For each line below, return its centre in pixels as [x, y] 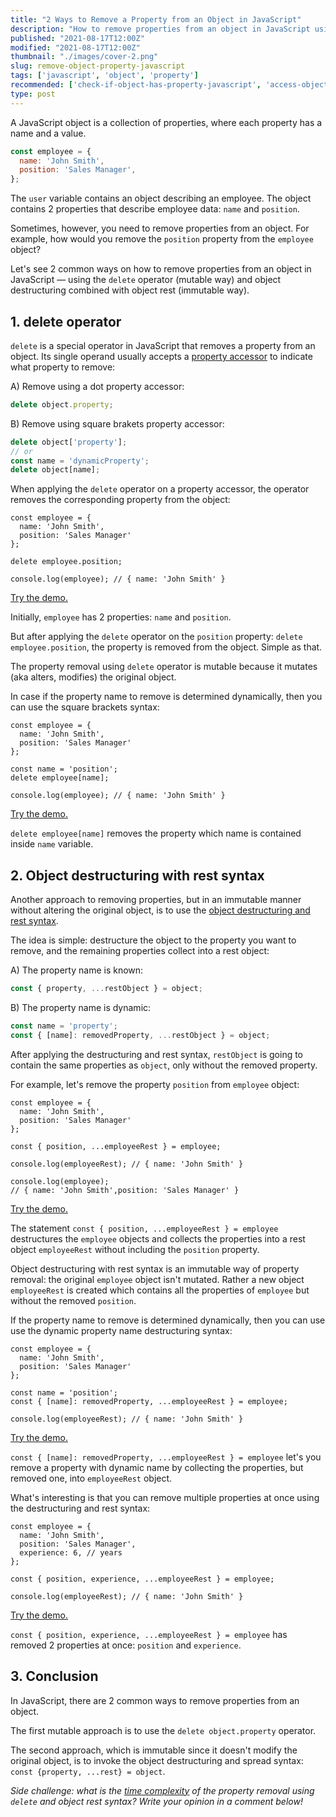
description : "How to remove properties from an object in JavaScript [160, 29]
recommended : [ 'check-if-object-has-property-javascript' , [136, 85]
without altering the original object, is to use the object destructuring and [160, 910]
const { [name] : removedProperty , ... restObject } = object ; [140, 1035]
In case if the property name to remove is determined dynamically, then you [166, 697]
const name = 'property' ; [64, 1026]
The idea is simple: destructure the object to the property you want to [153, 940]
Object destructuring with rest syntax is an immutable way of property [155, 1268]
